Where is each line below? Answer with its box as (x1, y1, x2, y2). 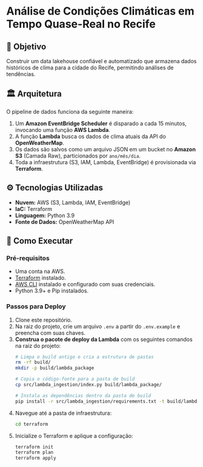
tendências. (6, 71, 36, 77)
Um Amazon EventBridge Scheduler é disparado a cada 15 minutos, (15, 120, 187, 127)
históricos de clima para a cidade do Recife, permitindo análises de (6, 64, 174, 71)
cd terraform (15, 421, 48, 427)
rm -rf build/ (15, 359, 51, 365)
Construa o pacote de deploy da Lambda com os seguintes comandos (15, 336, 193, 343)
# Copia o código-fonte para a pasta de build (15, 376, 135, 382)
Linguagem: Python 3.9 (15, 212, 75, 219)
